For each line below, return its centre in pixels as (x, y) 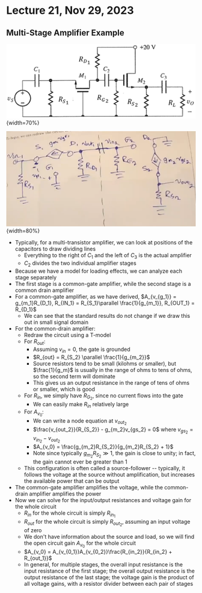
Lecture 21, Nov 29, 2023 (70, 11)
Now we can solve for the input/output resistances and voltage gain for (103, 500)
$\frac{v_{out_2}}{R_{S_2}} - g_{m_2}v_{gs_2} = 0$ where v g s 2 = (113, 430)
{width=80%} (23, 231)
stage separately (36, 277)
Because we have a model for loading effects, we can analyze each (98, 271)
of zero (33, 530)
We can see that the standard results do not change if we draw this (107, 315)
